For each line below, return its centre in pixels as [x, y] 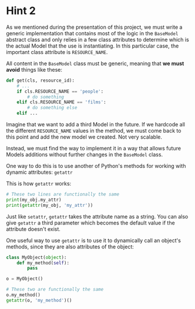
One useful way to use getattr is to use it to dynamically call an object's [93, 240]
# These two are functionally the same [55, 290]
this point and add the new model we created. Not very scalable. [84, 137]
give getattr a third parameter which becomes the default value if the [90, 223]
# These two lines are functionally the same [63, 194]
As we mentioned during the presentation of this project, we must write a [94, 27]
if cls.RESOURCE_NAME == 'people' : [60, 91]
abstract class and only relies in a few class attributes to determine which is [97, 39]
